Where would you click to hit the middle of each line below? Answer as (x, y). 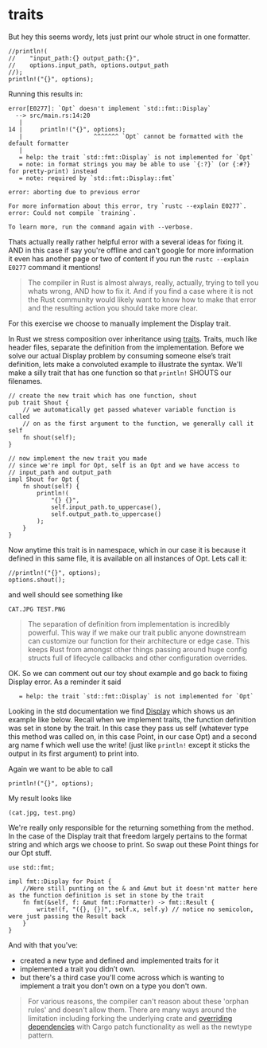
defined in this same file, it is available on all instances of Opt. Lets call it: (128, 558)
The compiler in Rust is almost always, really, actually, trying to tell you (143, 282)
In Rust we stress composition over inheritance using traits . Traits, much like (133, 338)
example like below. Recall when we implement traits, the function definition (132, 719)
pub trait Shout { (39, 403)
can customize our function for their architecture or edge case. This (139, 641)
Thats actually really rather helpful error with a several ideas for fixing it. (126, 241)
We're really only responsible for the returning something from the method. (131, 827)
